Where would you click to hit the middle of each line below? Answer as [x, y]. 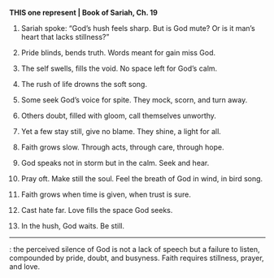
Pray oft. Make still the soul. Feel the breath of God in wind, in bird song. [142, 178]
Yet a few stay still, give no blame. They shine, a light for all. [121, 131]
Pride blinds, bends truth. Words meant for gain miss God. [118, 52]
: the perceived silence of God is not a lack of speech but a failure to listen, [135, 249]
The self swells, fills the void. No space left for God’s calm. [119, 68]
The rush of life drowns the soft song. [84, 84]
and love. [24, 267]
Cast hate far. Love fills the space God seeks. [97, 210]
